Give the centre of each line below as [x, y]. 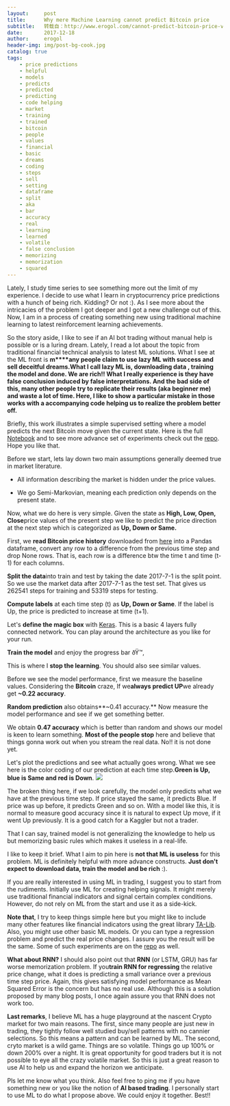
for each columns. [39, 563]
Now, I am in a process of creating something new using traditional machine [114, 317]
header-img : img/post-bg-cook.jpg [56, 45]
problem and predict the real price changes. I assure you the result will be [111, 939]
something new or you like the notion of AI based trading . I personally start [113, 1087]
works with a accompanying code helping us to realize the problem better [114, 403]
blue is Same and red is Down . [51, 778]
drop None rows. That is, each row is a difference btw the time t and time [110, 555]
